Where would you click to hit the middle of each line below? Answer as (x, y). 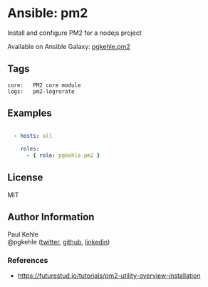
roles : (30, 149)
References (28, 260)
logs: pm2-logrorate (41, 91)
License (25, 178)
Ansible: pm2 (48, 13)
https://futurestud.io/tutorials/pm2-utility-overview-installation (109, 276)
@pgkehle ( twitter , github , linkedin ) (59, 242)
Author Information (51, 217)
